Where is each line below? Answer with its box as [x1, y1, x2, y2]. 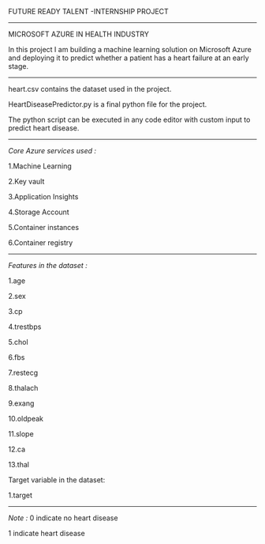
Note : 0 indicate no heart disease [8, 513, 118, 523]
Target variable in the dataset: [8, 475, 106, 485]
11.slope [8, 429, 34, 438]
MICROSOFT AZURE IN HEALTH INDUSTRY [8, 29, 150, 39]
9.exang [8, 399, 35, 408]
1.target [8, 490, 33, 500]
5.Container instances [8, 223, 80, 232]
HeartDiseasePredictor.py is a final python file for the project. [8, 100, 207, 109]
